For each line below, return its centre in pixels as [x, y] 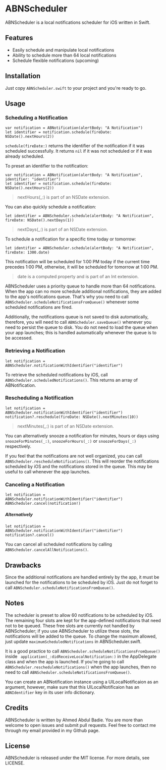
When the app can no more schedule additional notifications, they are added [83, 292]
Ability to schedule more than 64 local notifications [64, 55]
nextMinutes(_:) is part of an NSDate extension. [65, 426]
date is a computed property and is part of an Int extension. [78, 277]
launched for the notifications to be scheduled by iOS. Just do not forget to [82, 582]
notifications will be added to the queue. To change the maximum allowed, [81, 636]
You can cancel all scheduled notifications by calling [59, 544]
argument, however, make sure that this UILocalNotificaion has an [72, 687]
